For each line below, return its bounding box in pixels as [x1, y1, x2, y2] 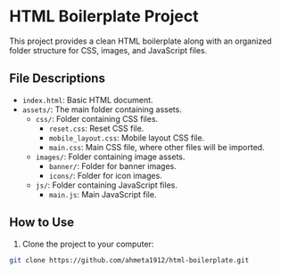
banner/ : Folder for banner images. [48, 160, 177, 171]
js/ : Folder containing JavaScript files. [35, 180, 178, 190]
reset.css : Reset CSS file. [48, 123, 145, 133]
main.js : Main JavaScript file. [48, 189, 157, 199]
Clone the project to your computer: [21, 238, 154, 249]
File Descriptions [9, 71, 105, 86]
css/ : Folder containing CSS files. [35, 113, 159, 124]
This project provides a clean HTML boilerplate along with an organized [9, 36, 272, 46]
